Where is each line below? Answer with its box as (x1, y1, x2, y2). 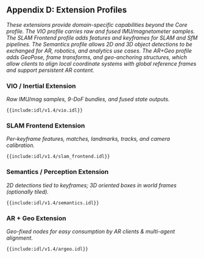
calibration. (6, 142, 35, 149)
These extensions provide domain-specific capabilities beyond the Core (6, 21, 188, 28)
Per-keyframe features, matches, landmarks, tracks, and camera (6, 135, 171, 143)
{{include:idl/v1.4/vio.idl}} (6, 107, 83, 113)
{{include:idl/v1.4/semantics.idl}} (6, 199, 99, 206)
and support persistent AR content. (6, 66, 94, 74)
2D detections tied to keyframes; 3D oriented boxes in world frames (6, 181, 177, 188)
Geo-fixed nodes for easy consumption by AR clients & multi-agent (6, 228, 175, 235)
